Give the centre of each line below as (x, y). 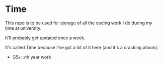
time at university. (23, 28)
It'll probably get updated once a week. (45, 38)
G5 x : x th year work (32, 57)
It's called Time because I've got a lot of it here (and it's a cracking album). (82, 47)
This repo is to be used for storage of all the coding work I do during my (79, 23)
